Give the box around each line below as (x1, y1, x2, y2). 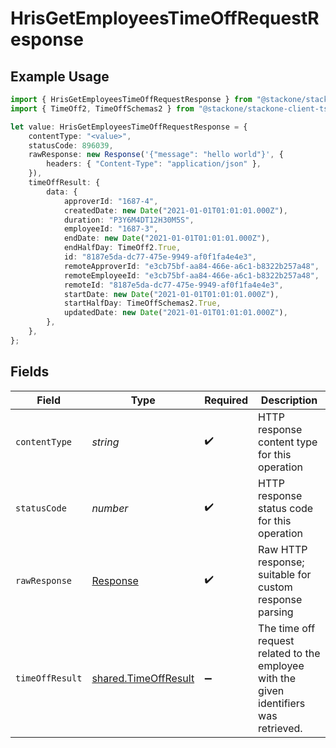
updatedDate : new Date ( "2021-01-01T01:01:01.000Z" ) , (63, 308, 288, 318)
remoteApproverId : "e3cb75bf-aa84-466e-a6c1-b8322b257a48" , (63, 261, 320, 271)
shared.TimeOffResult (91, 671, 195, 685)
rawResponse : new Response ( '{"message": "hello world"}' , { (28, 150, 284, 160)
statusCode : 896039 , (28, 140, 114, 151)
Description (260, 393, 318, 407)
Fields (10, 363, 50, 381)
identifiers (258, 696, 306, 710)
